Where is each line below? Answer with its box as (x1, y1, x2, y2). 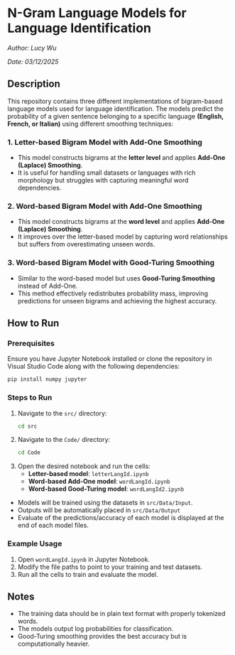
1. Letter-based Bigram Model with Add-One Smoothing (7, 137, 202, 147)
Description (7, 78, 60, 90)
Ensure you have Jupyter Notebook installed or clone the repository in (7, 354, 212, 363)
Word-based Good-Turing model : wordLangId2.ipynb (28, 485, 185, 493)
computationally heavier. (17, 639, 90, 648)
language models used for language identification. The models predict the (7, 104, 224, 113)
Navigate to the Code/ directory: (17, 435, 111, 444)
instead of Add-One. (17, 281, 78, 290)
